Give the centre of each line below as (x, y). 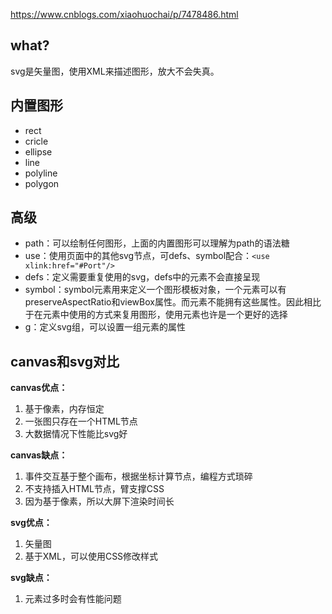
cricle (36, 141)
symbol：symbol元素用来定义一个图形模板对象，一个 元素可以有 (155, 290)
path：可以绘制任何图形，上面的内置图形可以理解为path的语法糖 (157, 243)
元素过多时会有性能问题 (73, 599)
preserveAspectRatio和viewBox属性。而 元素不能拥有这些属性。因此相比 (173, 302)
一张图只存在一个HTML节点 (81, 421)
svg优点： (31, 523)
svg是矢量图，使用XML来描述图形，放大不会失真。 (115, 71)
